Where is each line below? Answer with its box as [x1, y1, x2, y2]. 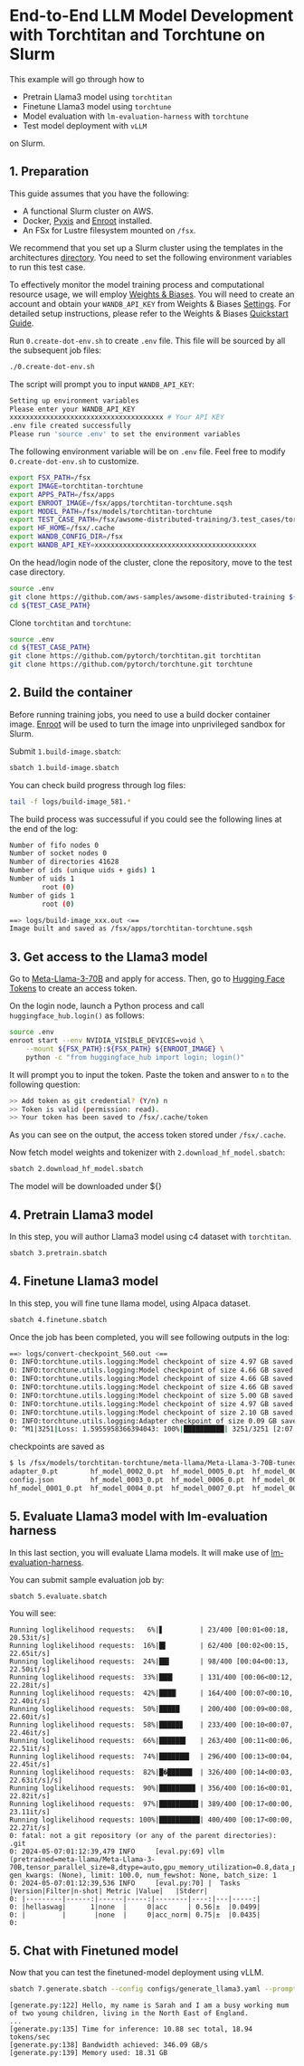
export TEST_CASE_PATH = [9, 515, 100, 525]
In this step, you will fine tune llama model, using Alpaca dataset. [9, 1298, 252, 1309]
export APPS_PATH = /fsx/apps [9, 490, 116, 499]
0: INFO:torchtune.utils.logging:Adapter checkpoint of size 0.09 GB [9, 1416, 278, 1425]
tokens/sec [9, 2033, 51, 2042]
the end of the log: [9, 823, 79, 833]
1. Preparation [9, 164, 89, 179]
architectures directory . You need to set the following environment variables [9, 252, 292, 262]
